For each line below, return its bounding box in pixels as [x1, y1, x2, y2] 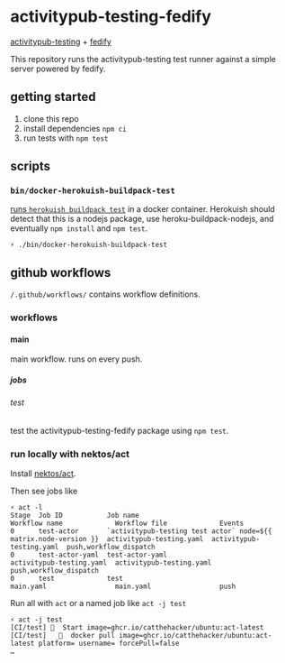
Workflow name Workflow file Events [10, 519, 245, 529]
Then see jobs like [10, 485, 78, 497]
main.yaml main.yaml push [10, 582, 236, 592]
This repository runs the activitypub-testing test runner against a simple [10, 53, 277, 64]
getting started [10, 89, 96, 105]
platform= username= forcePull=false [38, 639, 180, 649]
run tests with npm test [22, 133, 109, 143]
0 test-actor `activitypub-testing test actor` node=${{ [10, 527, 272, 536]
